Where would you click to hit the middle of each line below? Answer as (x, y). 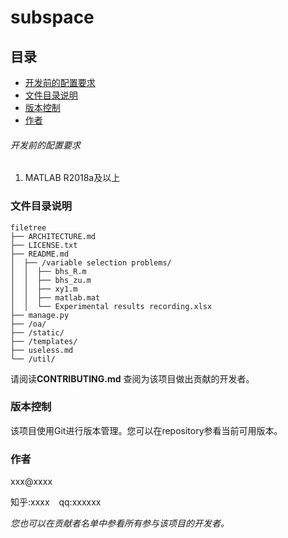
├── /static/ (37, 332)
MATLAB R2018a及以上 (72, 178)
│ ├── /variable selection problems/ (91, 262)
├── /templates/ (44, 341)
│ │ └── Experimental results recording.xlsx (111, 306)
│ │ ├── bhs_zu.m (51, 280)
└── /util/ (33, 359)
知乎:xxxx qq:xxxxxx (56, 502)
